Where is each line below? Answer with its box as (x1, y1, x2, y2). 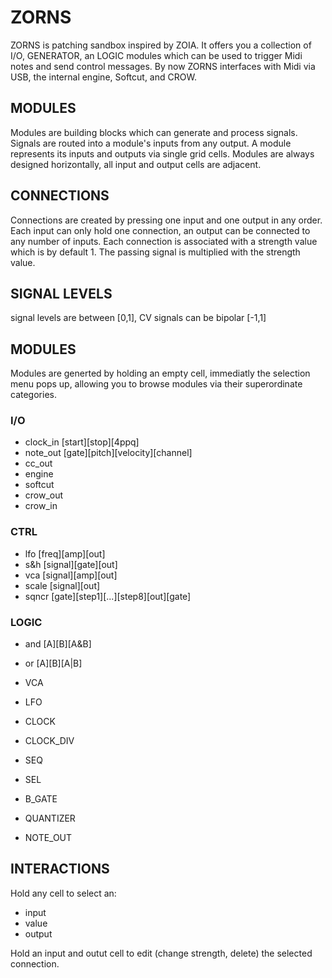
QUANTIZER (24, 812, 76, 825)
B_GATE (24, 793, 58, 805)
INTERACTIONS (10, 861, 110, 878)
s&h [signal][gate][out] (24, 558, 118, 570)
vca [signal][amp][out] (24, 569, 118, 581)
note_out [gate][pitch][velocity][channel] (24, 447, 193, 459)
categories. (10, 389, 57, 401)
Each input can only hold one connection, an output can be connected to (10, 224, 311, 236)
